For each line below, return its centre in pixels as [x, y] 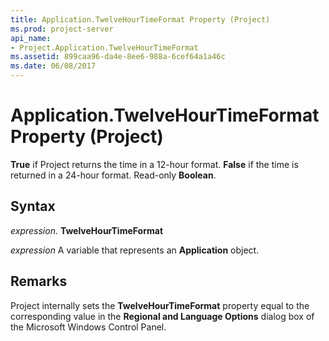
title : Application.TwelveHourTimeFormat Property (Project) [140, 19]
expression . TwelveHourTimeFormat [87, 230]
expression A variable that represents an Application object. [135, 250]
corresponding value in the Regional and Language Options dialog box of [162, 316]
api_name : [31, 38]
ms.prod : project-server [62, 29]
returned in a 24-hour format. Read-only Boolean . [113, 175]
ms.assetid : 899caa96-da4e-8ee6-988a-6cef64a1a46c [118, 57]
